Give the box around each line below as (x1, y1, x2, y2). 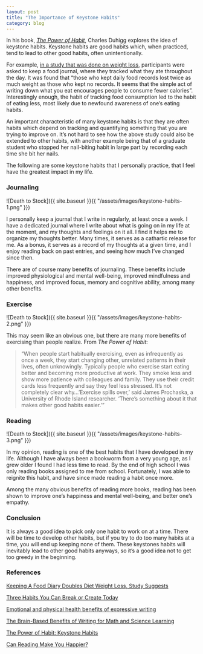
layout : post (6, 8, 39, 15)
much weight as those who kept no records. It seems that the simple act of (6, 80, 192, 88)
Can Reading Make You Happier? (6, 641, 89, 648)
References (6, 568, 41, 577)
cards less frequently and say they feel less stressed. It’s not (21, 382, 172, 389)
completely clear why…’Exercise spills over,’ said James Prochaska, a (21, 388, 193, 396)
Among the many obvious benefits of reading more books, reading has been (6, 486, 196, 493)
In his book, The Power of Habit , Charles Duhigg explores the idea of (6, 37, 178, 44)
